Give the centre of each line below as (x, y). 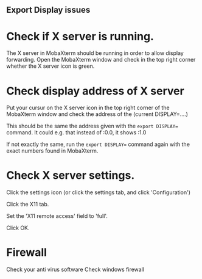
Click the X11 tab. (28, 205)
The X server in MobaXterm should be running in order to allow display (95, 53)
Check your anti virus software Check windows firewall (75, 270)
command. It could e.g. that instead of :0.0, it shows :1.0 (76, 132)
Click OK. (18, 228)
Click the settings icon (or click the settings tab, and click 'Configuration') (98, 192)
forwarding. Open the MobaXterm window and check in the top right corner (101, 60)
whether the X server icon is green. (50, 66)
